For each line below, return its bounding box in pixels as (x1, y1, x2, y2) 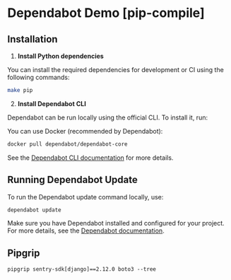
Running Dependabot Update (7, 174, 138, 186)
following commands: (7, 73, 70, 81)
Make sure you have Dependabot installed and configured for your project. (7, 219, 225, 228)
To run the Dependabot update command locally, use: (7, 192, 164, 201)
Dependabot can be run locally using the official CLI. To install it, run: (7, 113, 208, 122)
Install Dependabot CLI (17, 99, 86, 107)
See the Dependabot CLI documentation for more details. (7, 153, 174, 162)
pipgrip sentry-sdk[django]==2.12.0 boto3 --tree (7, 266, 157, 273)
